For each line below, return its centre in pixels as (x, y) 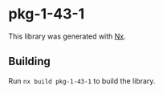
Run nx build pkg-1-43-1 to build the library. (82, 80)
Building (29, 61)
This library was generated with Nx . (67, 36)
